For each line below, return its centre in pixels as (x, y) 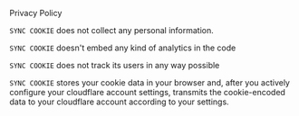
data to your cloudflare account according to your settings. (119, 102)
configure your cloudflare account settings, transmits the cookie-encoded (147, 92)
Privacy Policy (36, 13)
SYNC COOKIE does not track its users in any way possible (115, 65)
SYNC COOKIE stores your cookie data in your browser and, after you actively (149, 83)
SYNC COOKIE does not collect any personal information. (112, 30)
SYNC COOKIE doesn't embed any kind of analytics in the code (123, 48)
